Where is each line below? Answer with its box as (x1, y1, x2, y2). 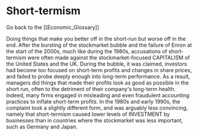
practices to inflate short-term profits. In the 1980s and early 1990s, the (6, 98, 181, 105)
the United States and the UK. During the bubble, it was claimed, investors (6, 60, 187, 67)
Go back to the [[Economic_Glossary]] (6, 24, 100, 31)
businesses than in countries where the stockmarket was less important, (6, 116, 183, 124)
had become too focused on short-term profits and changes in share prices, (6, 66, 192, 73)
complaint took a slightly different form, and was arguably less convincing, (6, 104, 188, 111)
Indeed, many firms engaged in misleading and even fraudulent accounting (6, 92, 190, 99)
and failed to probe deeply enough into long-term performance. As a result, (6, 73, 191, 80)
